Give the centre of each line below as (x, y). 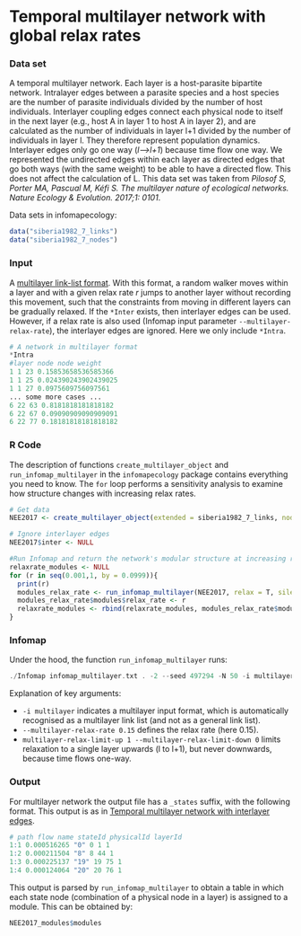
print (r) (34, 584)
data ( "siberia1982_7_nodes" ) (64, 240)
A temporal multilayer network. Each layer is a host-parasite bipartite (136, 84)
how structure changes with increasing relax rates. (103, 493)
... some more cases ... (56, 397)
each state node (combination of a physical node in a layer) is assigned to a (149, 896)
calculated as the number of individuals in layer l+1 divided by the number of (150, 131)
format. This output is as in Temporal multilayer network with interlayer (140, 811)
